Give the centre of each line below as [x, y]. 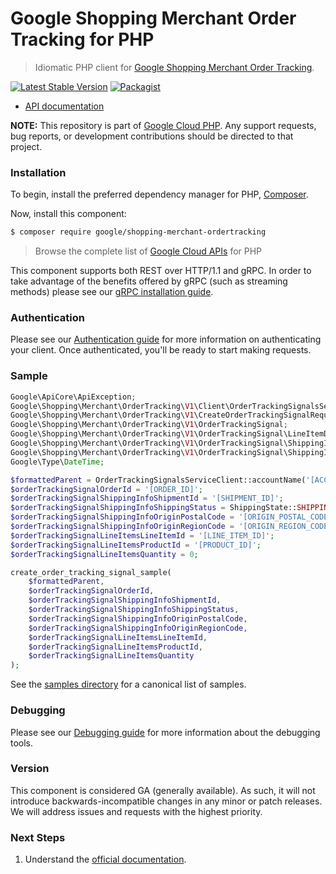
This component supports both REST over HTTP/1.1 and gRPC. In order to [161, 271]
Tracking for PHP [82, 39]
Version [30, 769]
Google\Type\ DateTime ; [57, 462]
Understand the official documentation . [105, 859]
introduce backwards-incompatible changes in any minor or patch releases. [166, 801]
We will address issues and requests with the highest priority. [136, 811]
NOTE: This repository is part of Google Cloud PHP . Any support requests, [163, 125]
